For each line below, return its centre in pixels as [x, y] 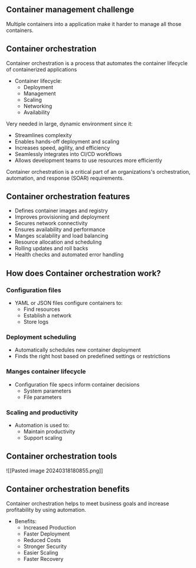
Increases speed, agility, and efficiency [62, 148]
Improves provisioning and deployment [62, 217]
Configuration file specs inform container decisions [77, 384]
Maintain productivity [49, 431]
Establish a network [48, 316]
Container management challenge [70, 10]
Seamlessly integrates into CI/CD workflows [68, 154]
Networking [38, 106]
